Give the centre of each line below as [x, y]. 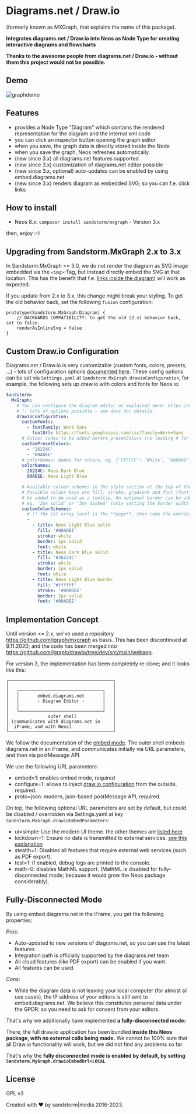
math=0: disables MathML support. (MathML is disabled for [86, 869]
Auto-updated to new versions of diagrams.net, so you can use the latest [102, 943]
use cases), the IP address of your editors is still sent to [81, 996]
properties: [19, 920]
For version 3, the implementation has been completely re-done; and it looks [98, 664]
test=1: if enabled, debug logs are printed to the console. [83, 863]
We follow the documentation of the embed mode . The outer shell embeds [95, 743]
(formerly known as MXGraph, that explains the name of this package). [91, 27]
